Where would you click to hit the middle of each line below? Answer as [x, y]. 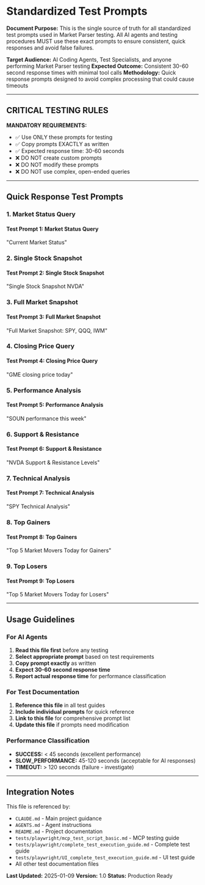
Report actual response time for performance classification [90, 676]
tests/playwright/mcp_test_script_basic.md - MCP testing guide [97, 838]
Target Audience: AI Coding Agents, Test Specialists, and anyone [89, 59]
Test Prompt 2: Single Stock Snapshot [56, 273]
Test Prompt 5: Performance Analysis [55, 405]
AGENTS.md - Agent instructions [53, 825]
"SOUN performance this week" [46, 418]
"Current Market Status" [37, 242]
